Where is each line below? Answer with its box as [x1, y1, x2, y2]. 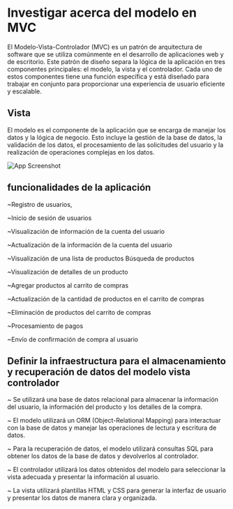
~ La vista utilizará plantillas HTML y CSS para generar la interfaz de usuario [7, 486, 227, 495]
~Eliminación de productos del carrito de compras [7, 308, 151, 316]
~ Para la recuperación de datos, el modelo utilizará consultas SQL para [7, 444, 214, 453]
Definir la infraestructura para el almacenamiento [7, 355, 227, 367]
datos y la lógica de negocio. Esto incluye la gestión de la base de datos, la [7, 133, 223, 141]
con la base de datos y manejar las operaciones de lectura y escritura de [7, 423, 217, 432]
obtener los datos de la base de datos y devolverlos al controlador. [7, 452, 199, 460]
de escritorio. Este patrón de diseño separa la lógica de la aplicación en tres [7, 57, 225, 65]
